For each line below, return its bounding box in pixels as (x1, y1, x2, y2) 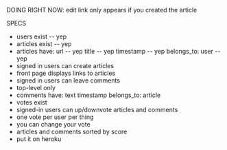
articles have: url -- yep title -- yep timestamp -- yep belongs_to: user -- (16, 47, 221, 55)
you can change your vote (16, 120, 91, 128)
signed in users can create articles (16, 62, 115, 69)
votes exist (16, 98, 47, 106)
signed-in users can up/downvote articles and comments (16, 106, 178, 114)
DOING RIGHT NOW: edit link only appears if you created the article (6, 6, 198, 14)
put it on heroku (16, 135, 62, 143)
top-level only (16, 84, 56, 92)
